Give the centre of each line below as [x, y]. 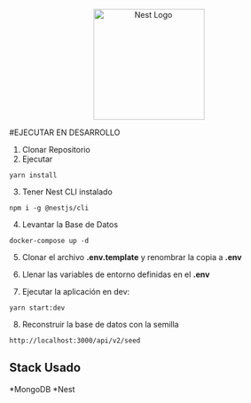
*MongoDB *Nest [42, 389]
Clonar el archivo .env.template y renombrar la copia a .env [132, 257]
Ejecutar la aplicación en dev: [76, 292]
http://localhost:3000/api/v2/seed [75, 341]
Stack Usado [45, 368]
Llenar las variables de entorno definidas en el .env [116, 274]
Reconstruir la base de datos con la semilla [100, 324]
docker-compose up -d [49, 241]
